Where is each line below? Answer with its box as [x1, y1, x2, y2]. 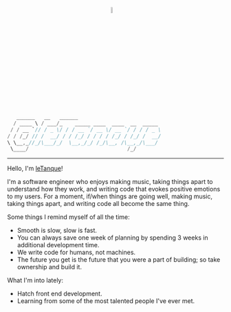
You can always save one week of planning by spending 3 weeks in [16, 233, 208, 242]
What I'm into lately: [7, 276, 64, 284]
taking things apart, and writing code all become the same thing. [7, 200, 190, 208]
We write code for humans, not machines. [16, 248, 136, 257]
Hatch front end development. [16, 289, 102, 298]
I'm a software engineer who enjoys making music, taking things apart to [7, 178, 213, 186]
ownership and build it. [16, 263, 82, 271]
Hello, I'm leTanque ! [7, 165, 63, 173]
